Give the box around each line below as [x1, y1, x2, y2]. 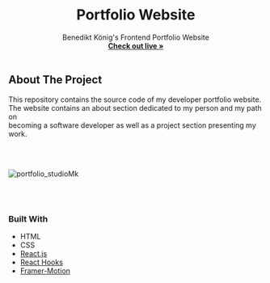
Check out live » [108, 40, 164, 50]
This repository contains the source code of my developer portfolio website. [8, 95, 262, 104]
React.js [19, 249, 48, 259]
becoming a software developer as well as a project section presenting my [8, 120, 256, 130]
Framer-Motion [19, 266, 71, 276]
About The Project [8, 73, 103, 87]
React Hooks [19, 257, 63, 268]
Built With [8, 213, 49, 224]
